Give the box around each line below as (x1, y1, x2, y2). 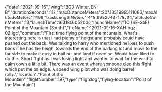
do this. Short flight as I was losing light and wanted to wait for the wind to (5, 56, 154, 61)
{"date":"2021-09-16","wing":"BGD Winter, (5, 4, 90, 10)
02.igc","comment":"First (5, 30, 55, 36)
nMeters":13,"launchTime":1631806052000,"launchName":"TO (5, 19, 130, 25)
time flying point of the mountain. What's (55, 30, 138, 36)
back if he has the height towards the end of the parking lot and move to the (5, 46, 158, 51)
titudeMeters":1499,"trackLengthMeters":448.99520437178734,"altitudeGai (5, 15, 157, 20)
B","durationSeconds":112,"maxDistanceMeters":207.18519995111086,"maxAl (5, 9, 158, 15)
